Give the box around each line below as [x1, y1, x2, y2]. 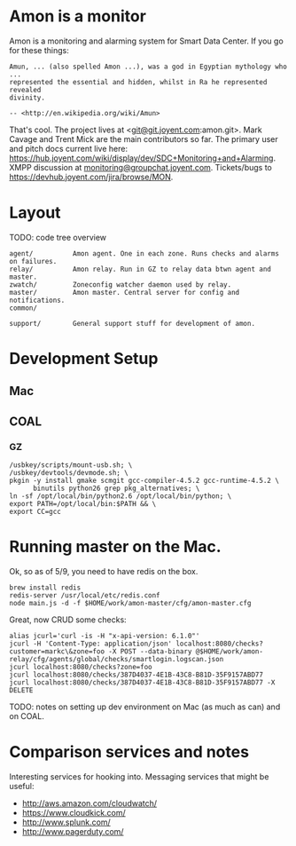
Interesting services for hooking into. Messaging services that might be [9, 771, 269, 782]
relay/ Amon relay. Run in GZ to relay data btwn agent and [9, 265, 272, 273]
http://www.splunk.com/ [21, 817, 111, 827]
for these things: [9, 44, 69, 55]
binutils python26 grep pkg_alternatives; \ [32, 484, 200, 494]
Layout [9, 202, 61, 223]
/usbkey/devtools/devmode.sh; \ [9, 469, 129, 478]
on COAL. [9, 711, 44, 722]
